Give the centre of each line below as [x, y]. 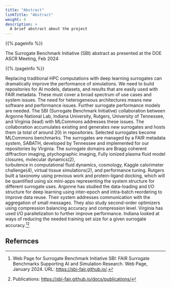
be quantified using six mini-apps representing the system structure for [80, 181]
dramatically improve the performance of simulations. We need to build [80, 84]
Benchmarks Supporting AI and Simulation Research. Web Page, [80, 264]
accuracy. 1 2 [18, 225]
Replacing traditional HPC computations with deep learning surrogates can [83, 78]
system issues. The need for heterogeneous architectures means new [79, 100]
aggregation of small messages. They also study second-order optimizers [83, 203]
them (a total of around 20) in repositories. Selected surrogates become [81, 132]
